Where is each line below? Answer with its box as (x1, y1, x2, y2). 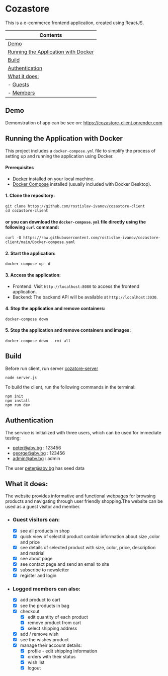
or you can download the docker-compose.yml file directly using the (5, 218, 146, 224)
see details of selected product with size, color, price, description (20, 544, 156, 550)
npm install (5, 398, 30, 403)
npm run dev (5, 402, 30, 408)
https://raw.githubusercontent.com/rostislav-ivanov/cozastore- (23, 235, 161, 241)
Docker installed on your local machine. (12, 176, 95, 182)
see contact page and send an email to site (20, 561, 110, 567)
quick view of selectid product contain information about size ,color (20, 533, 160, 539)
